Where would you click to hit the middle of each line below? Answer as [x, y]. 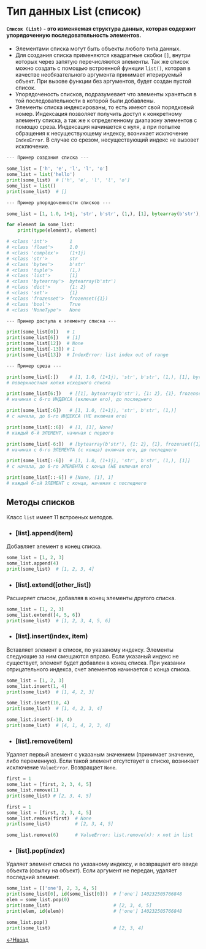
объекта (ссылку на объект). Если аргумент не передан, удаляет [92, 871]
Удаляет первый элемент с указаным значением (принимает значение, [101, 755]
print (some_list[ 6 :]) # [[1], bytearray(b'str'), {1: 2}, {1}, [91, 394]
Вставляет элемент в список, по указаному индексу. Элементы [90, 650]
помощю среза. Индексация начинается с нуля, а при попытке [98, 127]
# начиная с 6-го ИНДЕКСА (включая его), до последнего [79, 400]
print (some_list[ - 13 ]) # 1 [41, 349]
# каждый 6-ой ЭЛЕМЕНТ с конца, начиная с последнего [77, 483]
